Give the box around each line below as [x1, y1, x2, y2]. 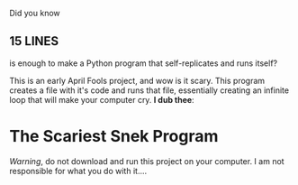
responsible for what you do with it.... [9, 165, 148, 176]
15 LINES [9, 33, 59, 49]
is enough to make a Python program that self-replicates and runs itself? [9, 58, 277, 69]
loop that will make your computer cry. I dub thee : [9, 94, 195, 105]
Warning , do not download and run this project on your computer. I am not [9, 155, 285, 166]
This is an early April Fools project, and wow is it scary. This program [9, 75, 266, 86]
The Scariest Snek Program [9, 126, 219, 146]
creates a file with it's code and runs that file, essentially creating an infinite [9, 85, 290, 96]
